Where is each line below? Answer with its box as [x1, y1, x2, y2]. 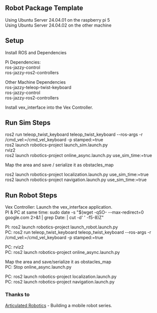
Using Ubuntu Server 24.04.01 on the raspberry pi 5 [5, 17, 110, 23]
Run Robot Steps [5, 191, 58, 199]
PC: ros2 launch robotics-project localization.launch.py [5, 274, 117, 280]
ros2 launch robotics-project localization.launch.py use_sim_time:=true [5, 172, 149, 178]
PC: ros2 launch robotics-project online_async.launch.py [5, 250, 120, 255]
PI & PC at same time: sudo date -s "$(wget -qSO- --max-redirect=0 [5, 209, 144, 216]
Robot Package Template [5, 4, 84, 12]
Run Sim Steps [5, 119, 51, 127]
